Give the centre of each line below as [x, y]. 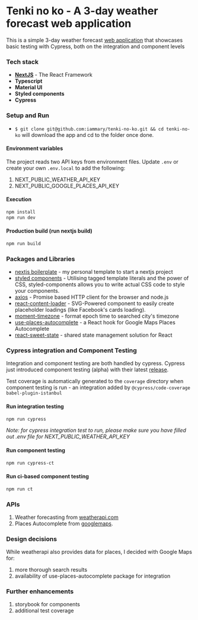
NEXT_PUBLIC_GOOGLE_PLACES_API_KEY [67, 186]
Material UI [28, 87]
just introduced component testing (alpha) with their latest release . [87, 370]
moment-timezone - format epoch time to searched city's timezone [97, 316]
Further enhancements [40, 591]
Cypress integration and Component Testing [72, 350]
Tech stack [22, 62]
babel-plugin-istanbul [34, 393]
